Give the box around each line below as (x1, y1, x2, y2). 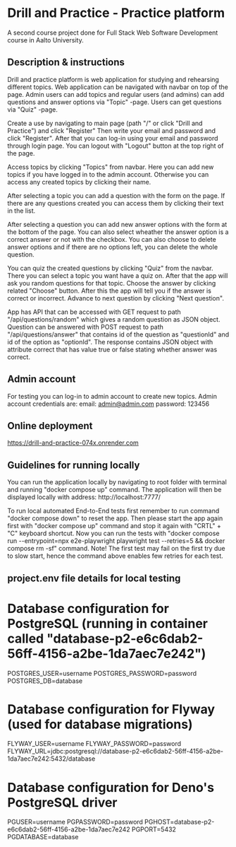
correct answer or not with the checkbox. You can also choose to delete (7, 235, 216, 243)
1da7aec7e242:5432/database (7, 754, 96, 763)
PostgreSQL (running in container (7, 615, 208, 631)
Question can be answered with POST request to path (7, 322, 164, 331)
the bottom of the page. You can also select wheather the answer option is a (7, 228, 229, 236)
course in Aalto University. (7, 35, 84, 44)
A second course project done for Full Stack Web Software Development (7, 28, 218, 37)
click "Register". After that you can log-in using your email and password (7, 134, 218, 142)
